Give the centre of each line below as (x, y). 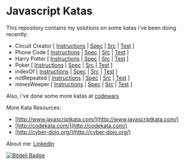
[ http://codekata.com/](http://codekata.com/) (71, 125)
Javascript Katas (50, 11)
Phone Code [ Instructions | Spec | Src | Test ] (72, 52)
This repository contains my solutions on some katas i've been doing (91, 28)
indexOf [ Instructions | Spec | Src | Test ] (66, 71)
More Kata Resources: (34, 107)
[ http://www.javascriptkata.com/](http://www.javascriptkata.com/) (97, 119)
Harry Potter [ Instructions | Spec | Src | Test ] (72, 58)
